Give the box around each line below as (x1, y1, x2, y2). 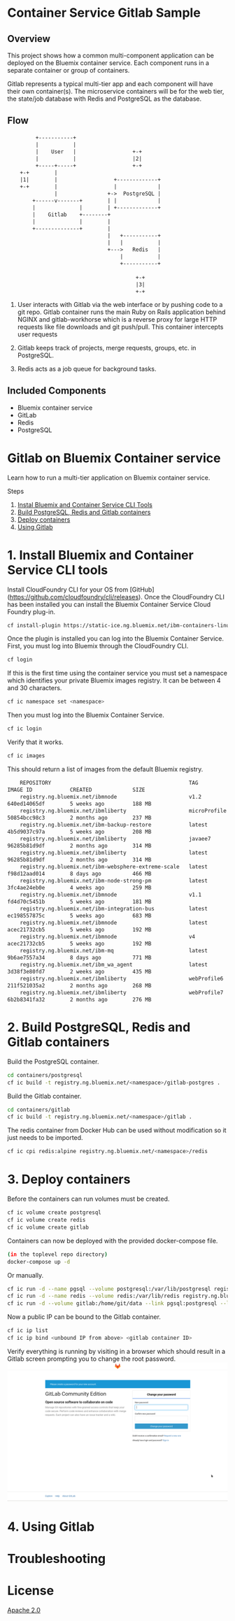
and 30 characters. (7, 684, 62, 692)
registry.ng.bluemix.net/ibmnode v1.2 (20, 793, 201, 800)
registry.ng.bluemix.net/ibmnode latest (20, 919, 208, 926)
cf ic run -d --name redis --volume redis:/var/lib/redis (7, 1292, 180, 1300)
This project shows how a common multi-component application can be (7, 51, 215, 59)
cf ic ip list (7, 1327, 49, 1334)
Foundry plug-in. (7, 607, 56, 616)
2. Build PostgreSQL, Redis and (7, 1020, 191, 1036)
